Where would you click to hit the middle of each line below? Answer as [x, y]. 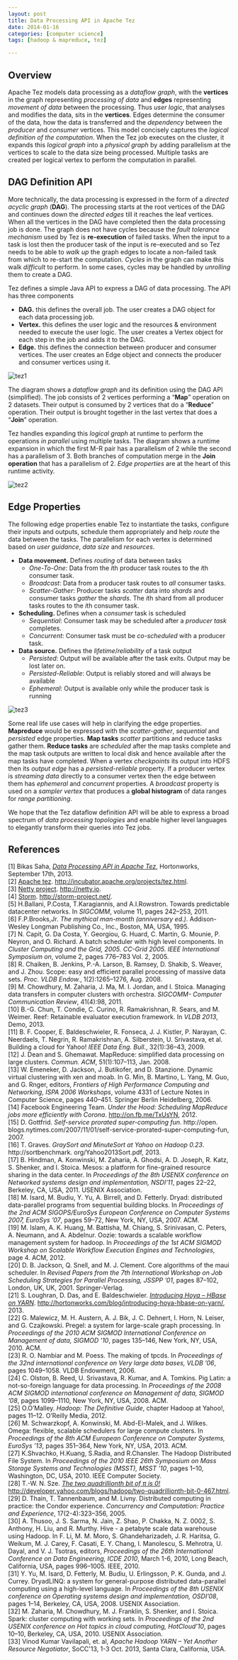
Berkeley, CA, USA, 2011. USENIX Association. [75, 1190]
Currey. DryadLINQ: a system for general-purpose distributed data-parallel [117, 1581]
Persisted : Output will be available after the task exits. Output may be [130, 658]
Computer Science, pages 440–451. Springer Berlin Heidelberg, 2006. [110, 1100]
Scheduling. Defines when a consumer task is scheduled [102, 613]
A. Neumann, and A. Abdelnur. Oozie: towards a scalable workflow [105, 1235]
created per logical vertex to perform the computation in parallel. [102, 159]
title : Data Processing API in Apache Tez [72, 21]
